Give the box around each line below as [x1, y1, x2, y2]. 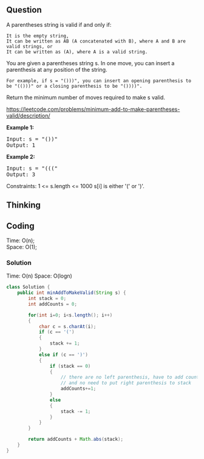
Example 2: [6, 153, 35, 160]
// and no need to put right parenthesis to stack [60, 380, 191, 386]
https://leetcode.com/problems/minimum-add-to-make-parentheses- [6, 105, 180, 113]
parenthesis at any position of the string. [6, 66, 107, 73]
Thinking [6, 200, 41, 211]
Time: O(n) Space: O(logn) [6, 272, 73, 279]
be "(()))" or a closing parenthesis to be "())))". [6, 83, 143, 89]
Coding [6, 220, 35, 231]
